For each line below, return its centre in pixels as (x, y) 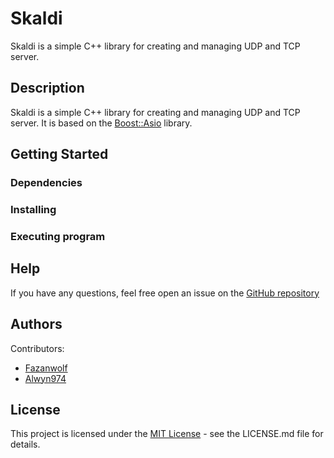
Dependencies (46, 183)
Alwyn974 (45, 378)
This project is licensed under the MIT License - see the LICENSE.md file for (167, 434)
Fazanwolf (46, 368)
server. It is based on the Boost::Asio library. (101, 123)
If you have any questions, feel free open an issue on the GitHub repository (165, 293)
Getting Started (59, 154)
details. (25, 444)
